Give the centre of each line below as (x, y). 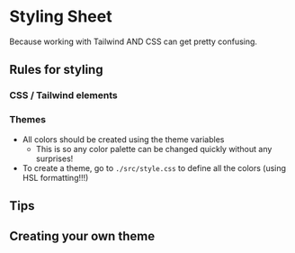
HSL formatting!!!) (55, 177)
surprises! (54, 158)
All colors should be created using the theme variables (123, 139)
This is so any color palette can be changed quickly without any (154, 149)
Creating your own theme (82, 236)
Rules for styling (56, 70)
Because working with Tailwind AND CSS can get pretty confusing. (134, 41)
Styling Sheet (61, 17)
